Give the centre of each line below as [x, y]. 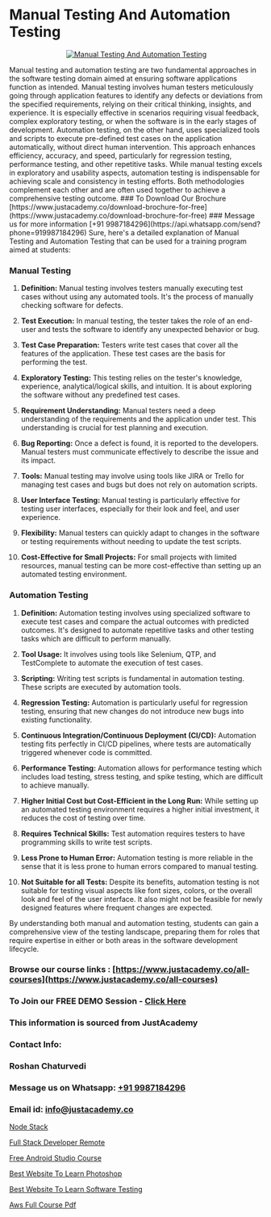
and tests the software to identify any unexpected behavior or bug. [149, 330]
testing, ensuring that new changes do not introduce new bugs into [132, 711]
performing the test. [54, 362]
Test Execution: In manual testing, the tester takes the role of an [128, 321]
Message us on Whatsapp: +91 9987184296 [98, 1088]
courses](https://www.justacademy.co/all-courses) [114, 979]
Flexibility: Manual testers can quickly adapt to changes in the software [140, 533]
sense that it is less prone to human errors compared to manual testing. [140, 866]
